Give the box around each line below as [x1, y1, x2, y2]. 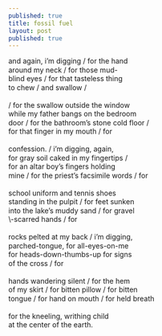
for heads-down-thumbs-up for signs [8, 250, 132, 260]
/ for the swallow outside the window [8, 100, 131, 109]
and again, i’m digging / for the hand [8, 56, 128, 66]
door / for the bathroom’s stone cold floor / [8, 117, 150, 127]
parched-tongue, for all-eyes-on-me [8, 240, 129, 250]
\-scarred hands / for [8, 215, 78, 224]
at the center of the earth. [8, 320, 94, 330]
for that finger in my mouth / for [8, 126, 113, 137]
